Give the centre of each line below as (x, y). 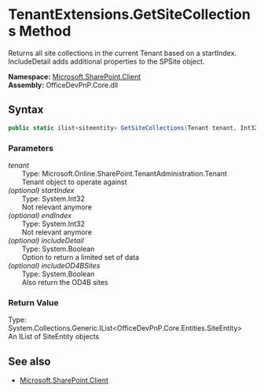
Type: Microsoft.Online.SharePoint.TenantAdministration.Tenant (125, 173)
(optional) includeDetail (46, 240)
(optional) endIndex (40, 215)
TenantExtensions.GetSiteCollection (130, 15)
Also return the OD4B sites (65, 282)
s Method (40, 31)
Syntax (26, 110)
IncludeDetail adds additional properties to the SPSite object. (106, 61)
